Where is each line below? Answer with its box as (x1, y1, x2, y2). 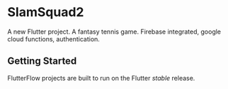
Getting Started (7, 55, 77, 67)
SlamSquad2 (7, 4, 84, 20)
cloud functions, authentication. (7, 34, 101, 43)
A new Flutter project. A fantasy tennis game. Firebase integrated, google (7, 27, 222, 36)
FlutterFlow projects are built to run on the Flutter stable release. (7, 74, 195, 82)
